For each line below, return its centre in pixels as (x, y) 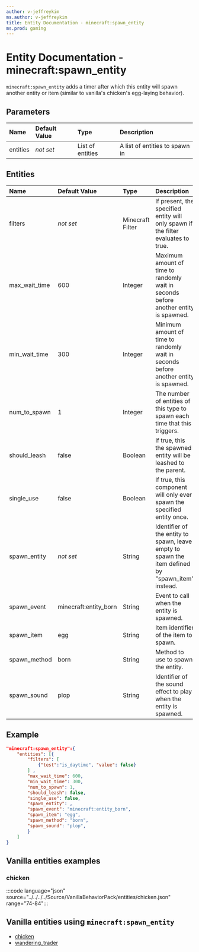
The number (172, 393)
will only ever (174, 494)
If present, (169, 201)
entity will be (173, 455)
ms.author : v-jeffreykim (37, 17)
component (171, 487)
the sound (169, 684)
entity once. (171, 516)
